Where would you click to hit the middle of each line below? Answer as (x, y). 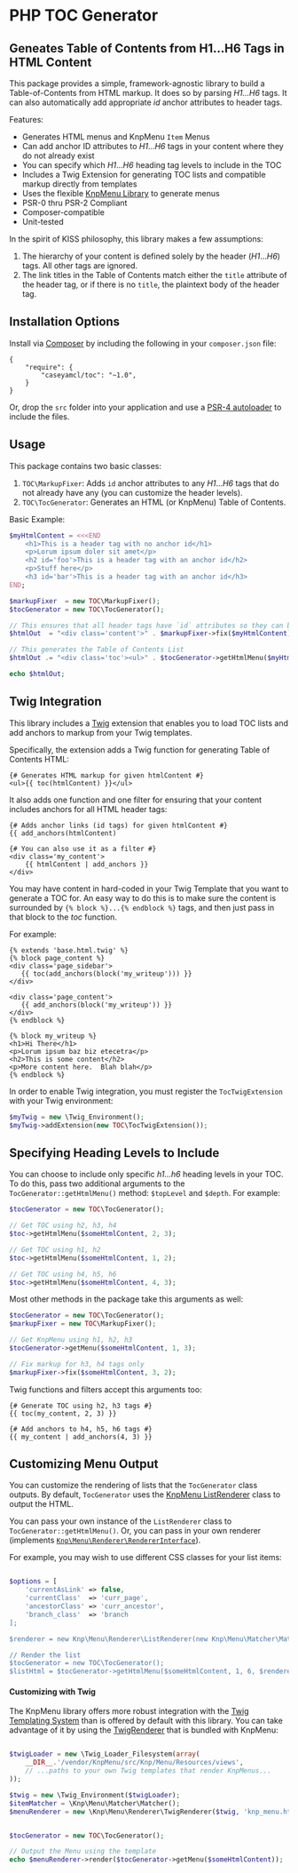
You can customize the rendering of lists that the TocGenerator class (133, 1486)
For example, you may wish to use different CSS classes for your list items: (145, 1558)
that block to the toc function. (63, 917)
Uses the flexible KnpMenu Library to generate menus (121, 193)
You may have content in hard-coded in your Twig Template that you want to (149, 889)
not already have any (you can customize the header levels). (132, 492)
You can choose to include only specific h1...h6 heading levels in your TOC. (146, 1175)
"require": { (49, 367)
